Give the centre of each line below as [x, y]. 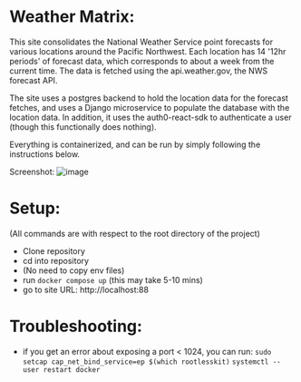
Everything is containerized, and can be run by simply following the [135, 144]
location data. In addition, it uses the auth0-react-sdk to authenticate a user [150, 117]
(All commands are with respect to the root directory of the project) [135, 233]
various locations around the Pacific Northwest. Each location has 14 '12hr [148, 51]
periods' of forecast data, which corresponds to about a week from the [142, 61]
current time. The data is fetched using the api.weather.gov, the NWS [139, 71]
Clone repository [54, 250]
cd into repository [55, 260]
